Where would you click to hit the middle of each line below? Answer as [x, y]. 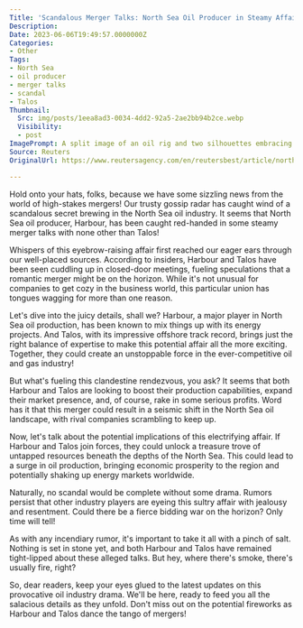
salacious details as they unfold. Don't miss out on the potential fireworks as [151, 604]
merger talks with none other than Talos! [84, 232]
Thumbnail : [30, 110]
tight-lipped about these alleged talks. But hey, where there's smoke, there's [151, 558]
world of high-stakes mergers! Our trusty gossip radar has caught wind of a [150, 203]
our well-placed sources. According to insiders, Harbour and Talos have [143, 259]
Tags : [19, 60]
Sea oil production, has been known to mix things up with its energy [135, 325]
